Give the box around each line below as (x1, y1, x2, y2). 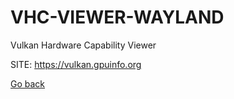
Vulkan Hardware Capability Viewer (10, 39, 157, 51)
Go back (10, 77, 46, 90)
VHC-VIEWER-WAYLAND (10, 6, 225, 29)
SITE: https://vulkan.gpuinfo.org (10, 58, 142, 70)
